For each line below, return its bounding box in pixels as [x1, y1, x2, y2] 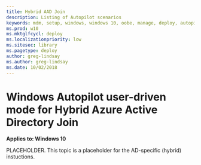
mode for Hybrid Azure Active [6, 103, 158, 117]
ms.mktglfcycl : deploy [6, 31, 63, 37]
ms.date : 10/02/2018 [6, 64, 58, 71]
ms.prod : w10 [6, 25, 39, 32]
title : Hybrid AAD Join [6, 8, 66, 15]
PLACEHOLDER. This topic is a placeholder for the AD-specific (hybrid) [6, 147, 182, 154]
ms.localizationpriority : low [6, 36, 82, 42]
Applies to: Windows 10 [6, 135, 66, 142]
